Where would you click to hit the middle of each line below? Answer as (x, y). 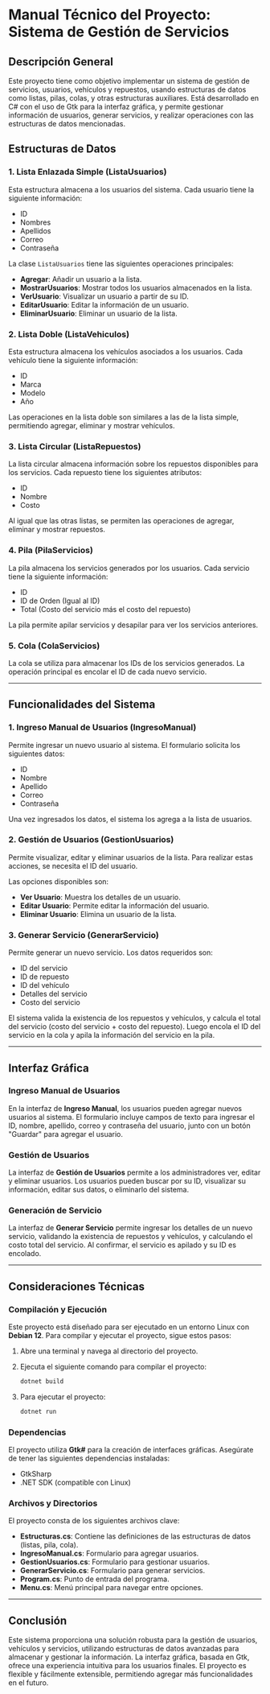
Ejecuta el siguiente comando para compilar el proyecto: (113, 1367)
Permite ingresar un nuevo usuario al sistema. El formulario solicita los (125, 745)
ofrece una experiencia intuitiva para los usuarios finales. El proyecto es (127, 1666)
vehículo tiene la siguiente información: (73, 360)
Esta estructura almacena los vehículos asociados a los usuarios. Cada (126, 351)
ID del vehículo (45, 985)
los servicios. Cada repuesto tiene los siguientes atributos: (105, 473)
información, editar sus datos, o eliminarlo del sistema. (99, 1190)
